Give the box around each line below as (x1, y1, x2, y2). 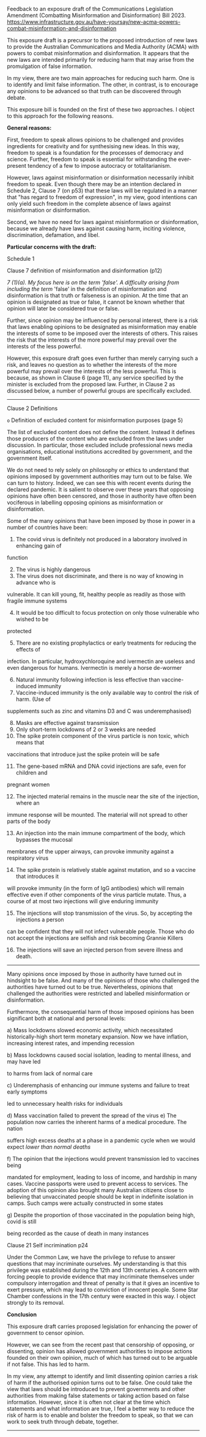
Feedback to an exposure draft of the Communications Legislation (7, 6, 174, 12)
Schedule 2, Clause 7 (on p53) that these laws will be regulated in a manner (7, 187, 197, 194)
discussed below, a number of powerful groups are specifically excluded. (7, 387, 192, 394)
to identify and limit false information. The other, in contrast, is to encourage (7, 81, 199, 88)
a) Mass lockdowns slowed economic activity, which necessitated (7, 1027, 173, 1034)
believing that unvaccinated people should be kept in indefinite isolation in (7, 1193, 194, 1200)
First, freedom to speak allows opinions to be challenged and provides (7, 136, 184, 143)
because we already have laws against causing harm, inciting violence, (7, 225, 186, 232)
